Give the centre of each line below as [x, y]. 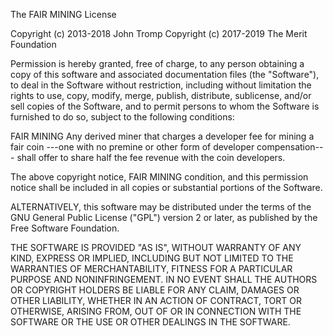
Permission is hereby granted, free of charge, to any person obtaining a [157, 63]
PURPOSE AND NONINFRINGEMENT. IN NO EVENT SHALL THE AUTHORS [164, 279]
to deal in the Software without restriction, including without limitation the [161, 85]
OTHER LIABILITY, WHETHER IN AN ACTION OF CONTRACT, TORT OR [156, 300]
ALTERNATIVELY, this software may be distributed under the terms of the [161, 207]
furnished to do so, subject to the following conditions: [122, 117]
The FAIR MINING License [63, 14]
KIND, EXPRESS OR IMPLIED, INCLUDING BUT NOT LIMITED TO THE [152, 258]
